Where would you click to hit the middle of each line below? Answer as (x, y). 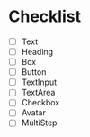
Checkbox (40, 103)
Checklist (45, 17)
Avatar (33, 113)
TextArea (38, 93)
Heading (37, 52)
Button (34, 72)
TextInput (39, 82)
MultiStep (39, 123)
